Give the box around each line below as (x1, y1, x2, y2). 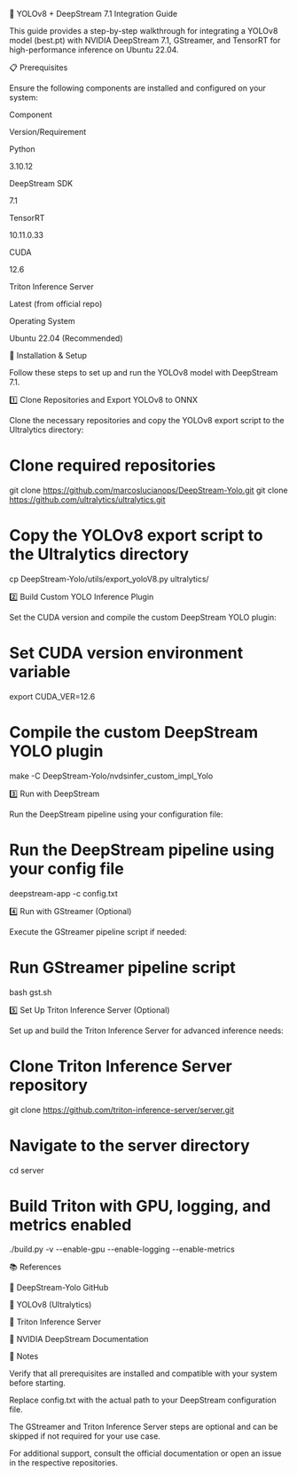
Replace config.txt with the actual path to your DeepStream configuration (9, 1394, 277, 1406)
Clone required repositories (9, 455, 216, 476)
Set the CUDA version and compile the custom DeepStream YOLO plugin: (9, 612, 277, 622)
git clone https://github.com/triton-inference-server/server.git (9, 1104, 235, 1115)
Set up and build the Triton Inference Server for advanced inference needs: (9, 1025, 284, 1036)
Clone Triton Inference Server (9, 1056, 232, 1076)
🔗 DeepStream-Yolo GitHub (9, 1283, 109, 1293)
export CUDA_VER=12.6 (9, 691, 96, 701)
